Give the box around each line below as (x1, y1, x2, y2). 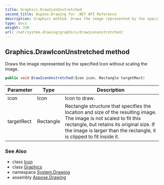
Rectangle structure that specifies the (65, 103, 151, 109)
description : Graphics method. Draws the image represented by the (5, 16, 145, 21)
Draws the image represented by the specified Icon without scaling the (5, 61, 148, 66)
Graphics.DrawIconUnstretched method (5, 48, 130, 56)
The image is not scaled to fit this (65, 115, 141, 122)
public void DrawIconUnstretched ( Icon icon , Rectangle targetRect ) (5, 75, 145, 81)
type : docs (5, 21, 27, 26)
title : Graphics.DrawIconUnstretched (5, 7, 82, 12)
